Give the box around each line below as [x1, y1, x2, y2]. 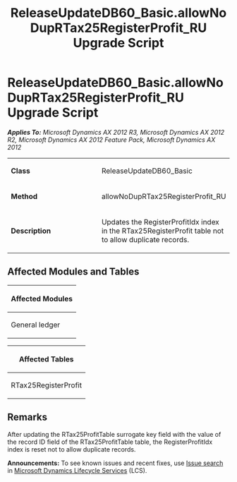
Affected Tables [18, 354, 74, 364]
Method [11, 191, 38, 201]
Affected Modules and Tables [7, 266, 140, 278]
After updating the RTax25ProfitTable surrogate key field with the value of [7, 430, 221, 438]
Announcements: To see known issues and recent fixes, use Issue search [7, 459, 224, 467]
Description [11, 226, 51, 236]
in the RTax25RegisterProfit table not [101, 226, 224, 236]
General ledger [11, 320, 61, 330]
